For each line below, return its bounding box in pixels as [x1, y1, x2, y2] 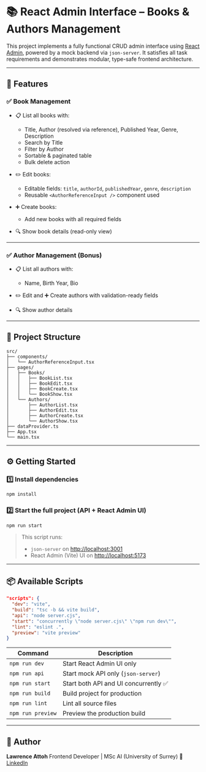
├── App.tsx [6, 428, 37, 435]
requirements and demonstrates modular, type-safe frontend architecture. [6, 55, 194, 62]
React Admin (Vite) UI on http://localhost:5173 [30, 552, 147, 559]
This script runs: [21, 534, 63, 541]
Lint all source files [62, 699, 117, 708]
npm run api [9, 670, 45, 677]
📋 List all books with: [15, 112, 70, 119]
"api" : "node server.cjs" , [12, 612, 81, 619]
